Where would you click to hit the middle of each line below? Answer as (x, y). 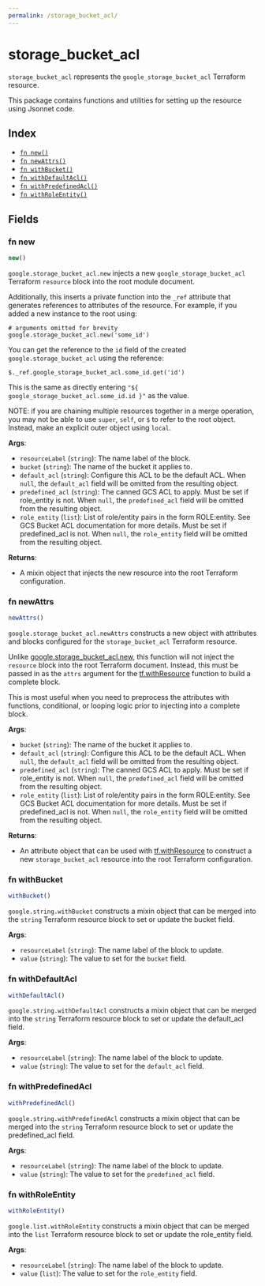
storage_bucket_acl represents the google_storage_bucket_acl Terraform (127, 77)
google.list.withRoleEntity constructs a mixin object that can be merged (129, 1226)
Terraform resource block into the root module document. (102, 281)
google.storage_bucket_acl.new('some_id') (79, 335)
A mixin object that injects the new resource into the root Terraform (129, 573)
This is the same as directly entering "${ (73, 387)
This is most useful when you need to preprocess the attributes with (119, 698)
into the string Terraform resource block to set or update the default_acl (126, 1019)
